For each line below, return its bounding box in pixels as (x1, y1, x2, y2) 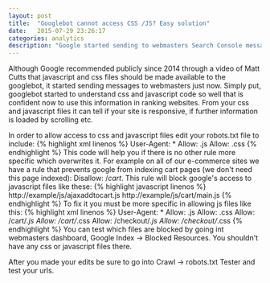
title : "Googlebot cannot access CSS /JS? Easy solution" (8, 19, 211, 27)
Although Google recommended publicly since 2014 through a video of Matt (8, 64, 260, 73)
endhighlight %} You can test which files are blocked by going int (8, 224, 224, 234)
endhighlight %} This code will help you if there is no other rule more (8, 148, 236, 158)
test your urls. (8, 266, 55, 276)
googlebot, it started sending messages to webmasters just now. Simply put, (8, 81, 261, 91)
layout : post (8, 11, 52, 20)
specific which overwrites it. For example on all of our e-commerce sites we (8, 156, 260, 166)
